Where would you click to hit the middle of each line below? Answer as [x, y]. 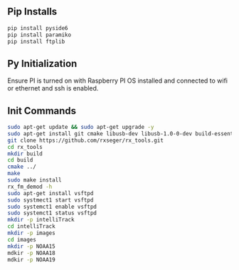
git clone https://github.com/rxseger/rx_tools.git [85, 140]
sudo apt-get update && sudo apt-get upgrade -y [81, 128]
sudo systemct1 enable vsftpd [52, 207]
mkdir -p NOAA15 [31, 246]
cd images [22, 239]
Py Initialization [42, 63]
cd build [20, 160]
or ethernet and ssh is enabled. [53, 88]
